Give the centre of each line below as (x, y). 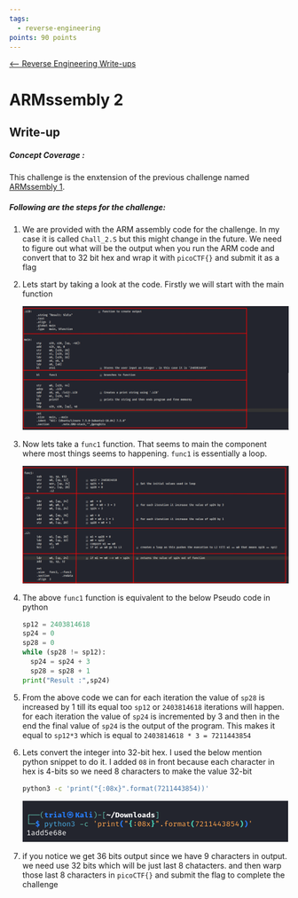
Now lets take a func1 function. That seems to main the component (145, 445)
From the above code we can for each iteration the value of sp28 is (143, 697)
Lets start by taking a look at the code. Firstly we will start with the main (153, 284)
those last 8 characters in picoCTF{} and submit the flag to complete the (153, 875)
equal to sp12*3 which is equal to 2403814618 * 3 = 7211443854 (137, 735)
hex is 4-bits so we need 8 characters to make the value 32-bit (137, 771)
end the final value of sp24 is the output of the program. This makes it (148, 725)
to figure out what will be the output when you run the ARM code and (148, 248)
